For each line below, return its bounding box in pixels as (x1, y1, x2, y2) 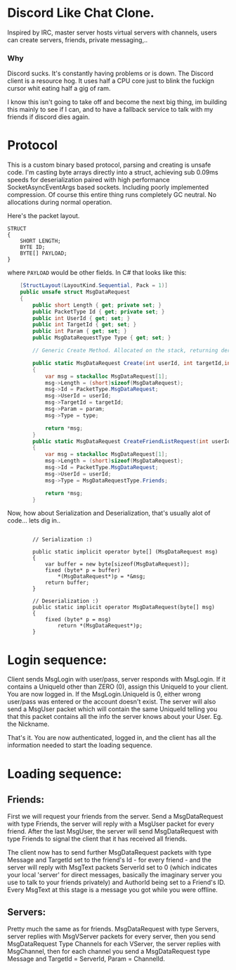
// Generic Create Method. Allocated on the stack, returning (32, 347, 218, 355)
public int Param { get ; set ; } (32, 328, 128, 335)
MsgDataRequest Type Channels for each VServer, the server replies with (7, 940, 221, 948)
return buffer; (44, 579, 90, 587)
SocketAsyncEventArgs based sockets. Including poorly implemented (7, 183, 209, 191)
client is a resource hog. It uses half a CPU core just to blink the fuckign (7, 77, 214, 85)
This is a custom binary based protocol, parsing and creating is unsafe (7, 160, 211, 170)
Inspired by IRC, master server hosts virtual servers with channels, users (7, 28, 218, 37)
